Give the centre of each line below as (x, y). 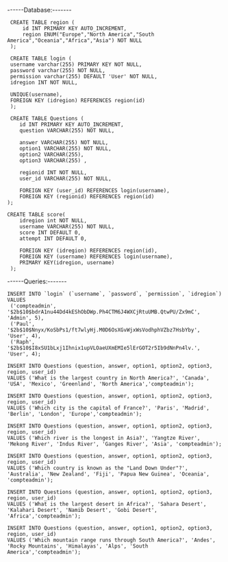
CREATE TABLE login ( (41, 58)
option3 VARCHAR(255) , (53, 161)
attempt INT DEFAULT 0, (53, 239)
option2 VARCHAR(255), (52, 154)
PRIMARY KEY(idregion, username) (67, 263)
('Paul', (23, 324)
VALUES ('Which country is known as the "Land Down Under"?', (98, 468)
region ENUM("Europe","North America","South (88, 34)
